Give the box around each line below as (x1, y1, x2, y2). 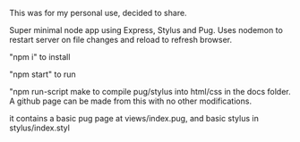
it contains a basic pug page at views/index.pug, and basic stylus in (9, 113, 260, 123)
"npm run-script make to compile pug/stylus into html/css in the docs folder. (9, 87, 291, 96)
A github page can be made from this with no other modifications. (9, 96, 253, 106)
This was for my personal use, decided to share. (9, 8, 187, 18)
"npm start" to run (9, 69, 76, 79)
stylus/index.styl (9, 122, 70, 133)
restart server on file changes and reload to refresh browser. (9, 35, 233, 45)
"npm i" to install (9, 52, 71, 62)
